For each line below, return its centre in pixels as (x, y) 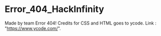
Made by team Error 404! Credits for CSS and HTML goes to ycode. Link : (80, 23)
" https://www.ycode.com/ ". (33, 28)
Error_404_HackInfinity (54, 9)
